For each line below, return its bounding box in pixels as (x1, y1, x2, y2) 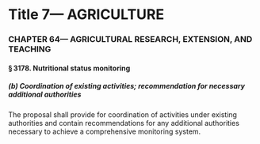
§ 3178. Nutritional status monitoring (8, 63, 131, 73)
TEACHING (8, 44, 52, 55)
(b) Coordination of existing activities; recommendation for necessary (8, 81, 246, 91)
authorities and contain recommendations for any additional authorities (8, 118, 240, 127)
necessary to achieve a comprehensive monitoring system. (8, 127, 201, 136)
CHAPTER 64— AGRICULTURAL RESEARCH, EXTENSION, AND (8, 34, 253, 45)
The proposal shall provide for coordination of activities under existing (8, 109, 238, 119)
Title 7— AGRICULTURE (8, 6, 165, 24)
